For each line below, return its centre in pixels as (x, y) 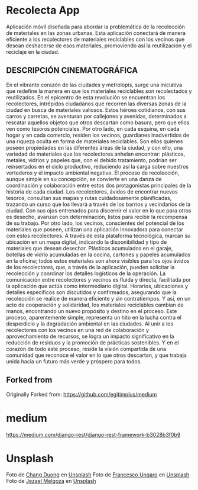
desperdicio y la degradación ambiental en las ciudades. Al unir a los (90, 324)
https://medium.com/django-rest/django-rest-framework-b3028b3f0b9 (93, 434)
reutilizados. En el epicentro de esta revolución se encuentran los (86, 97)
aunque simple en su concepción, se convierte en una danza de (84, 179)
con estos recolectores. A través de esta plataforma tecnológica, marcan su (98, 236)
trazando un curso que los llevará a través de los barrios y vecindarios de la (98, 204)
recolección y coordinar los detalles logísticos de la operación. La (86, 273)
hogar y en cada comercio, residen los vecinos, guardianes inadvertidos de (98, 135)
